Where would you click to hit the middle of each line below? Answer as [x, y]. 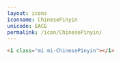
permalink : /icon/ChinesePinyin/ [55, 32]
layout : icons [27, 13]
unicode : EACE [27, 26]
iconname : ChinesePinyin [42, 20]
